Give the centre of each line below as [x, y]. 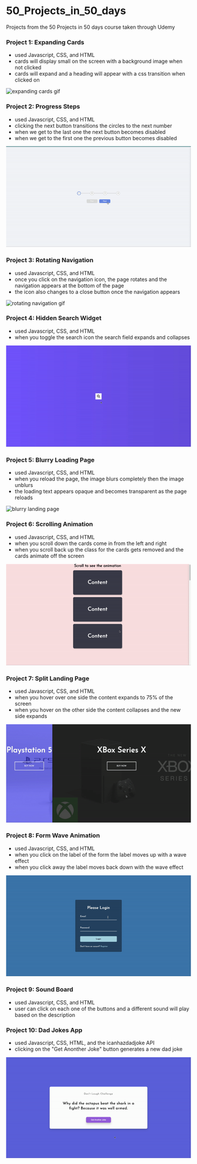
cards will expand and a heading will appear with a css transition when [100, 74]
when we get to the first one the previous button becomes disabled [96, 138]
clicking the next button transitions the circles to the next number [93, 126]
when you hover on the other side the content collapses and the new [97, 710]
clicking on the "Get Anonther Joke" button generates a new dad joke [98, 1049]
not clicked [28, 67]
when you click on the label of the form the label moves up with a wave [100, 854]
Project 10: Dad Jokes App [44, 1030]
